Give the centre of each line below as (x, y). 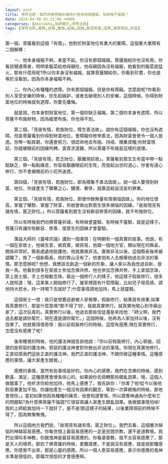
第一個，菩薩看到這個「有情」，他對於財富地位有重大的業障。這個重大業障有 (83, 43)
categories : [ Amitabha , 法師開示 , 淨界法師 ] (47, 24)
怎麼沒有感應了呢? (24, 331)
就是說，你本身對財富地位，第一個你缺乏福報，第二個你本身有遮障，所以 (88, 112)
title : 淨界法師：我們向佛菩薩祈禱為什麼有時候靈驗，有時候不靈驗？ (67, 14)
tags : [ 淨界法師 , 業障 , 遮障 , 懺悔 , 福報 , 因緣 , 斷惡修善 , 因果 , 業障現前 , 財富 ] (73, 28)
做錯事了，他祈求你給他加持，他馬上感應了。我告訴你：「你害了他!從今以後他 (84, 383)
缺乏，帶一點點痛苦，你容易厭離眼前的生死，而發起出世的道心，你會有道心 (86, 165)
